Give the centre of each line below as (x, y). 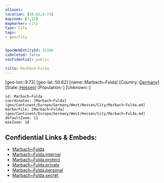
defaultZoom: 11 (22, 118)
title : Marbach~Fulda (27, 68)
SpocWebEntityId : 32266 (29, 50)
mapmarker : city (22, 23)
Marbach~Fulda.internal (36, 154)
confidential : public (27, 60)
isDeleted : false (23, 55)
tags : (11, 32)
